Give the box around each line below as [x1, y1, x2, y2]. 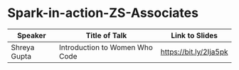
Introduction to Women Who [59, 42, 153, 52]
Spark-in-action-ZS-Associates [7, 5, 199, 21]
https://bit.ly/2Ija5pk [160, 47, 228, 57]
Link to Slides [171, 30, 218, 40]
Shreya [11, 42, 35, 52]
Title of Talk [85, 30, 127, 40]
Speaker [16, 30, 46, 40]
